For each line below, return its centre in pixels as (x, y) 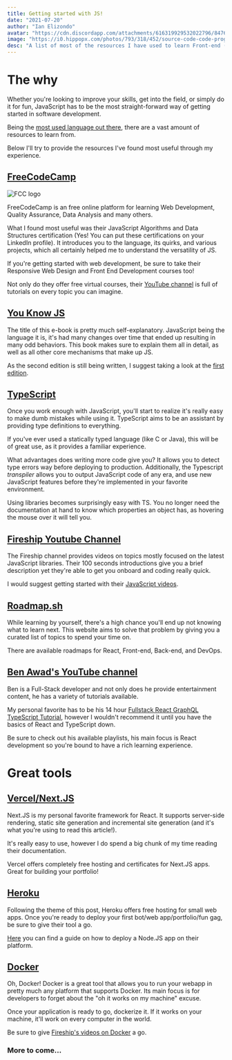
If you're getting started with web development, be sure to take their (104, 263)
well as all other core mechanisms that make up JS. (80, 352)
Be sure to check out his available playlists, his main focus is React (102, 738)
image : (17, 39)
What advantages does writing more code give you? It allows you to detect (113, 460)
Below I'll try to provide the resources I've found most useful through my (110, 148)
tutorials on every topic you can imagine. (65, 291)
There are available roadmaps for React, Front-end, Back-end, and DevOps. (115, 650)
